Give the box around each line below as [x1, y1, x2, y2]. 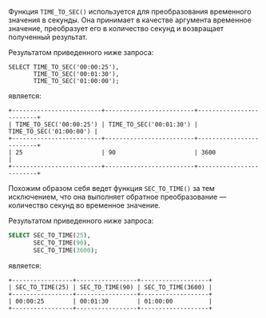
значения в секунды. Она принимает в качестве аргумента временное [8, 15, 252, 25]
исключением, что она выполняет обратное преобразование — [8, 192, 227, 201]
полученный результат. [8, 32, 88, 42]
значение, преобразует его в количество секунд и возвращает [8, 24, 224, 33]
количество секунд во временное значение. [8, 201, 161, 210]
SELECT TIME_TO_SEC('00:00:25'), [8, 63, 120, 71]
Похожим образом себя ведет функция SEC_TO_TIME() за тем [8, 184, 216, 193]
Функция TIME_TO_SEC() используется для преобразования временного [8, 7, 252, 16]
